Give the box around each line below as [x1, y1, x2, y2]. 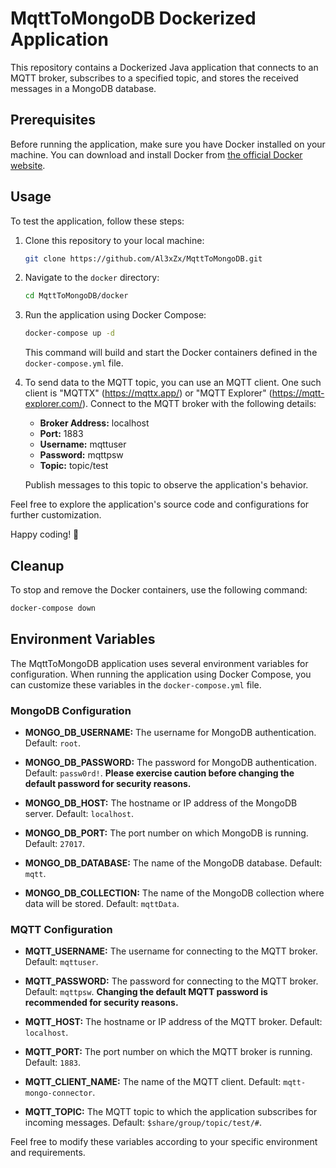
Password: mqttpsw [39, 449, 124, 461]
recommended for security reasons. [24, 997, 179, 1009]
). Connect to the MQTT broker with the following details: [81, 398, 317, 410]
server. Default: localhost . [24, 807, 134, 819]
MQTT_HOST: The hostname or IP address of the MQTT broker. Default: [24, 1016, 323, 1028]
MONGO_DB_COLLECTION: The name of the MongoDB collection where [24, 887, 325, 899]
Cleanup [10, 557, 65, 574]
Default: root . [24, 737, 81, 749]
